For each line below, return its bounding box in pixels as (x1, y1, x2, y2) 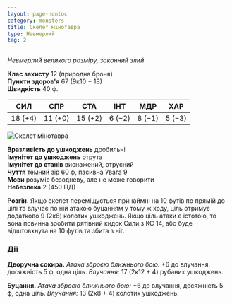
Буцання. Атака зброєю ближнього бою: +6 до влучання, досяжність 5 (7, 281, 224, 290)
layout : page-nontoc (7, 10, 68, 18)
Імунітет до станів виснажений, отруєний (7, 160, 134, 169)
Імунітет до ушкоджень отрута (7, 153, 103, 161)
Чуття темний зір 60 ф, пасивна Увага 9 (7, 168, 128, 177)
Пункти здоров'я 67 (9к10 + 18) (7, 77, 103, 86)
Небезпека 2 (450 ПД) (7, 183, 76, 192)
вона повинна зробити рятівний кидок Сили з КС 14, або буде (7, 219, 193, 228)
